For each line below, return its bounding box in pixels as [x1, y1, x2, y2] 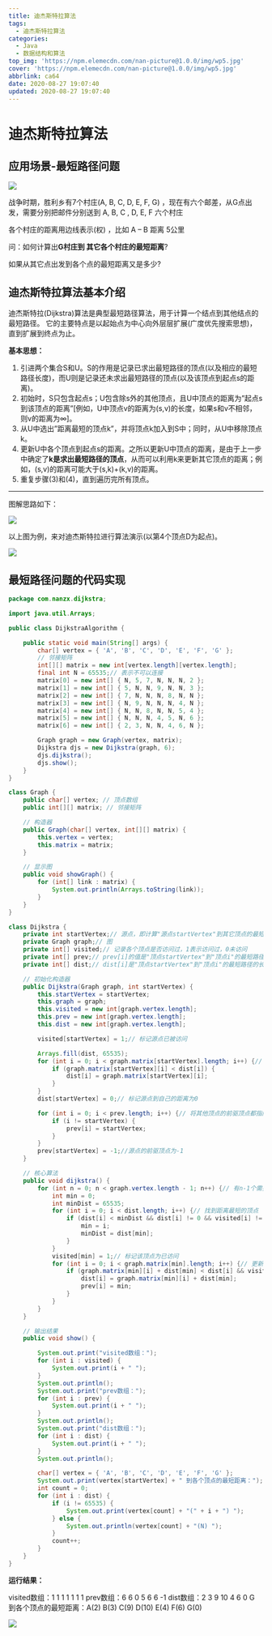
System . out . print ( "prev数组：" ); [37, 1386, 147, 1395]
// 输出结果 [23, 1326, 58, 1335]
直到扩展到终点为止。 [8, 329, 79, 339]
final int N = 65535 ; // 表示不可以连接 [37, 669, 164, 677]
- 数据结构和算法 [15, 49, 66, 58]
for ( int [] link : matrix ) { [37, 878, 136, 886]
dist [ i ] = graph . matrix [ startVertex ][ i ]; [66, 1072, 208, 1080]
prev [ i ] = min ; [80, 1282, 132, 1291]
